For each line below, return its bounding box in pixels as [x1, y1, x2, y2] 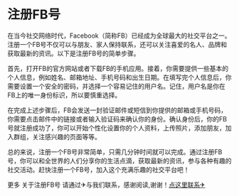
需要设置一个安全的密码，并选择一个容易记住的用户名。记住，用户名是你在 [7, 82, 225, 90]
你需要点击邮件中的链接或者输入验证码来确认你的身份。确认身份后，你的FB [7, 114, 228, 123]
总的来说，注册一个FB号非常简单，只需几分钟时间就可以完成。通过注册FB [7, 147, 223, 156]
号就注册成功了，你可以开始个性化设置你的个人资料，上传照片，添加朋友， [7, 124, 225, 132]
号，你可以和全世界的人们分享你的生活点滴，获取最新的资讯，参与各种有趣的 [7, 156, 232, 165]
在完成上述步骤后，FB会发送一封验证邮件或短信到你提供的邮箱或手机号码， [7, 106, 228, 114]
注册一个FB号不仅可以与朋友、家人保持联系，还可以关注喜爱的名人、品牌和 [7, 40, 228, 48]
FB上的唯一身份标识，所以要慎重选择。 [7, 90, 122, 99]
